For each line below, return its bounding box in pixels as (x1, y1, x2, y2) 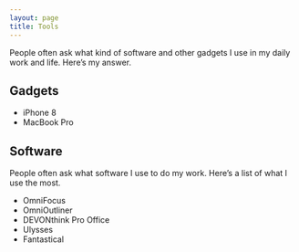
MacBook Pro (22, 117, 75, 128)
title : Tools (9, 22, 59, 31)
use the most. (9, 177, 61, 188)
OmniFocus (22, 195, 67, 206)
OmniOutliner (22, 205, 73, 215)
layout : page (9, 13, 59, 23)
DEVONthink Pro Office (22, 215, 110, 226)
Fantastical (22, 234, 65, 245)
